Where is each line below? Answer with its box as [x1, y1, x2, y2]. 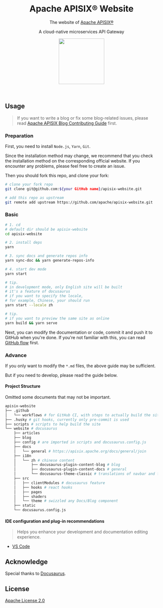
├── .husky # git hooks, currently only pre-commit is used [5, 417, 130, 422]
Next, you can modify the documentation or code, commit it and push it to [5, 329, 153, 335]
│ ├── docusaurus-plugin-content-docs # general [14, 467, 127, 472]
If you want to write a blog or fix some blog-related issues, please [16, 115, 148, 121]
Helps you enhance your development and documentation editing [16, 529, 148, 535]
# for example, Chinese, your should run [5, 298, 90, 303]
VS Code [12, 543, 30, 550]
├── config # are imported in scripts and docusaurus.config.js [14, 440, 147, 445]
